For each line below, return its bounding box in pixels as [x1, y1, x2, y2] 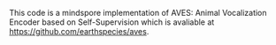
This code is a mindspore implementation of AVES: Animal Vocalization [9, 8, 267, 18]
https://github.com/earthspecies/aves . [9, 26, 149, 36]
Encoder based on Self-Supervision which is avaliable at [9, 17, 215, 27]
